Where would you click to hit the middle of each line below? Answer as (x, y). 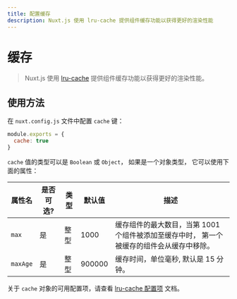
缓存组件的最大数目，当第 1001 (168, 224)
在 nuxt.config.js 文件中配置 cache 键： (66, 121)
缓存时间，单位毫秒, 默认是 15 (165, 259)
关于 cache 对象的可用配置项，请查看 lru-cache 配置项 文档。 (95, 288)
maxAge (22, 264)
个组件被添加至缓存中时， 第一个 (169, 235)
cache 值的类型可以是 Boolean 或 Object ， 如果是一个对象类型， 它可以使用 (115, 161)
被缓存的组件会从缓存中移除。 (165, 245)
